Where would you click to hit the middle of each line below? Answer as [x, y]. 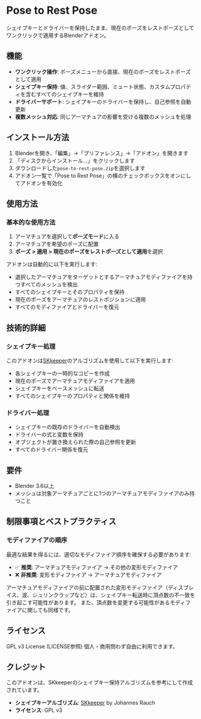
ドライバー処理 [28, 413]
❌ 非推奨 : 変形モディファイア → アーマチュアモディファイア [88, 574]
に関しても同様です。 [48, 610]
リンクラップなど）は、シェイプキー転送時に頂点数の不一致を [119, 595]
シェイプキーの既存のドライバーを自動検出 [67, 427]
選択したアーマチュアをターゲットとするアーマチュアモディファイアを [101, 277]
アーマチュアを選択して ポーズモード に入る [67, 236]
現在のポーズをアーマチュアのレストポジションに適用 [80, 299]
